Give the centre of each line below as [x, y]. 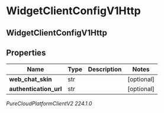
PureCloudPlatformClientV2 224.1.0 [49, 104]
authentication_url [36, 89]
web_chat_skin [30, 79]
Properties [26, 52]
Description [105, 69]
